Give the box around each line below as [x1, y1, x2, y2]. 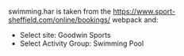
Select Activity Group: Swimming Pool [19, 39, 144, 48]
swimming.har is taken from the [8, 7, 112, 16]
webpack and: [112, 15, 159, 24]
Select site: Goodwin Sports [19, 31, 111, 39]
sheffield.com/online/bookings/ [8, 15, 111, 24]
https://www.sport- [113, 7, 176, 16]
